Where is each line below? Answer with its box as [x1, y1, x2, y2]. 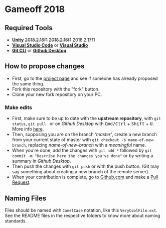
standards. [5, 217, 27, 224]
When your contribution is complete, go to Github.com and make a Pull [12, 174, 158, 180]
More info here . [12, 126, 44, 132]
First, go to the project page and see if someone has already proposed [12, 75, 158, 81]
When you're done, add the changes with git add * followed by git [12, 147, 152, 154]
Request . [12, 179, 31, 185]
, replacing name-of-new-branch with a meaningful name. [25, 142, 146, 148]
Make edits [5, 104, 33, 111]
